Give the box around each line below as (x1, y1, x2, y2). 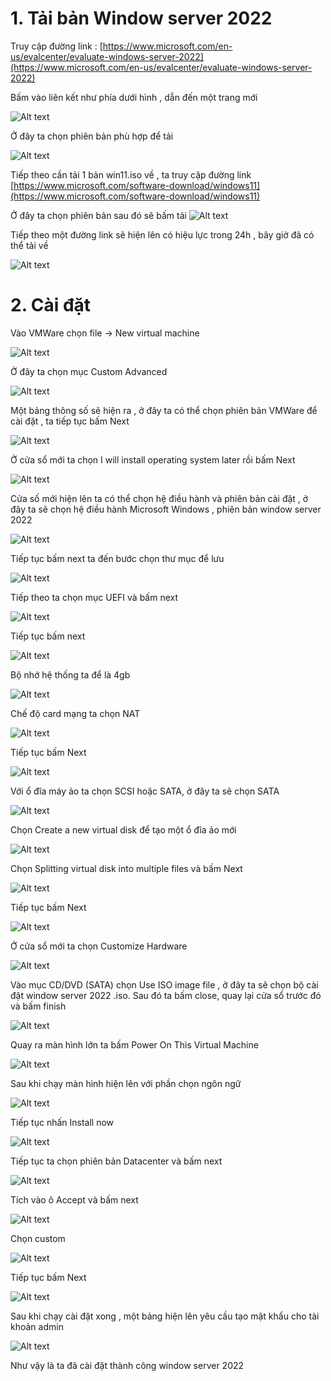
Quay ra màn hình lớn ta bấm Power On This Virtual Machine (10, 1038, 259, 1051)
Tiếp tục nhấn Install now (10, 1116, 115, 1128)
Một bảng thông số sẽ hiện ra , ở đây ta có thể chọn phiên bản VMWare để (10, 404, 318, 416)
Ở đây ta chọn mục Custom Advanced (10, 365, 168, 377)
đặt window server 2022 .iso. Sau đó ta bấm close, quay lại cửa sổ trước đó (10, 989, 322, 1001)
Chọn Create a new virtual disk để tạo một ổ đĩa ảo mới (10, 823, 237, 836)
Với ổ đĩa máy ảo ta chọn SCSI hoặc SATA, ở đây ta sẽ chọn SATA (10, 785, 280, 797)
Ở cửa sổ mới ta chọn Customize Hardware (10, 940, 188, 952)
